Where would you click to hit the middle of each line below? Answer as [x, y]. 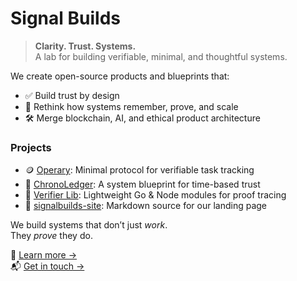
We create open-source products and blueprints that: [120, 76]
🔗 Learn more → [44, 255]
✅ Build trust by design [72, 95]
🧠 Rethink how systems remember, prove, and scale [131, 106]
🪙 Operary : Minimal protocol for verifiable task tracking [139, 170]
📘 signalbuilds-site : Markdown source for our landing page [146, 206]
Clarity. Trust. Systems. [85, 46]
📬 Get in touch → [47, 266]
